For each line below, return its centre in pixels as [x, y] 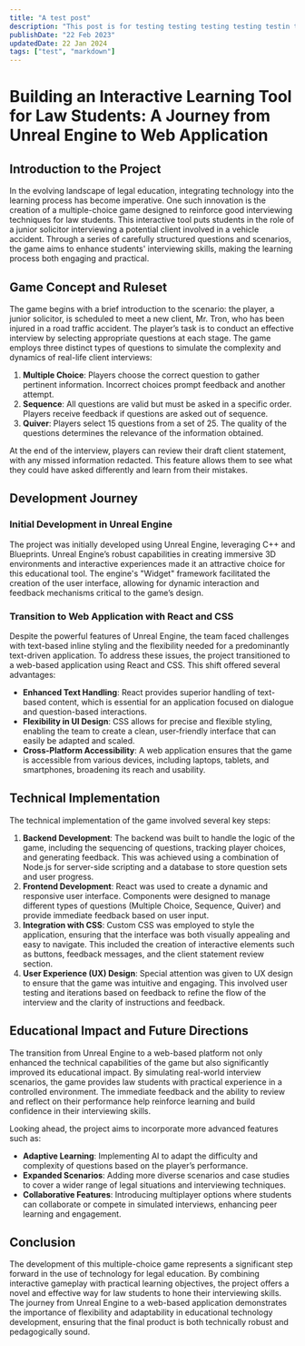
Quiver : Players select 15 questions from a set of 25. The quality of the [155, 423]
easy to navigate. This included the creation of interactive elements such [158, 944]
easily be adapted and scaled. [79, 740]
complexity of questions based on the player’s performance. [135, 1165]
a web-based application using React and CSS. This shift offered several [145, 664]
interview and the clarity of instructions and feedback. [123, 1002]
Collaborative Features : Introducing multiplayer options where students [157, 1194]
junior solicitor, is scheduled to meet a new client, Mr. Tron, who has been [147, 319]
